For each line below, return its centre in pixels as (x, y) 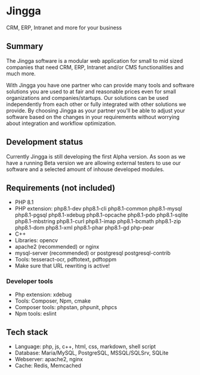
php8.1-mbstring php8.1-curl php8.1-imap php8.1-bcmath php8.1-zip (98, 221)
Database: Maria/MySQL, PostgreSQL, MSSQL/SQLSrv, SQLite (92, 353)
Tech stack (27, 332)
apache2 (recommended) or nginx (57, 247)
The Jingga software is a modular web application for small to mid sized (95, 60)
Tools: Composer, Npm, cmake (53, 301)
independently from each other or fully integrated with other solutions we (96, 104)
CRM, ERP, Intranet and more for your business (64, 28)
